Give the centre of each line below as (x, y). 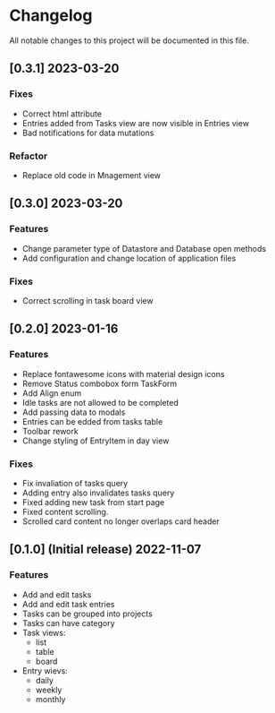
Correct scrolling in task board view (87, 300)
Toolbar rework (50, 431)
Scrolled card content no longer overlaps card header (121, 521)
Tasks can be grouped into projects (87, 614)
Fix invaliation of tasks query (75, 483)
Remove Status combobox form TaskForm (100, 383)
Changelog (51, 16)
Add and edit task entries (68, 604)
